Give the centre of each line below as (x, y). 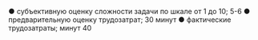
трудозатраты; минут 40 (50, 28)
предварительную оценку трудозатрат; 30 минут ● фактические (120, 20)
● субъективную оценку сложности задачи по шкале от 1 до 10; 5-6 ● (129, 11)
